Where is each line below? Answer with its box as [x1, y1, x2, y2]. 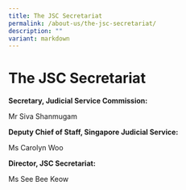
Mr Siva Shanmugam [8, 112, 78, 121]
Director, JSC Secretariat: [8, 158, 97, 168]
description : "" [8, 27, 63, 35]
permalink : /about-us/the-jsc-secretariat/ [8, 19, 157, 27]
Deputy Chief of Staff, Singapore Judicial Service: [8, 127, 179, 137]
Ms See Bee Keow [8, 175, 69, 184]
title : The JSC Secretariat [8, 11, 103, 20]
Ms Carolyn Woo [8, 143, 64, 153]
